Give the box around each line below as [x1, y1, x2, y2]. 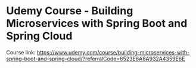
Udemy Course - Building [6, 4, 133, 18]
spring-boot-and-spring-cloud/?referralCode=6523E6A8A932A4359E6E [6, 55, 185, 62]
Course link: [6, 48, 36, 56]
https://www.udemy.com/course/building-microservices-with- [36, 48, 190, 56]
